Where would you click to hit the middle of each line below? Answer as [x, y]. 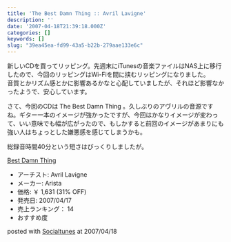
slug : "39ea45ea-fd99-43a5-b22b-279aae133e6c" [75, 45]
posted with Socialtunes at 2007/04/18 [62, 231]
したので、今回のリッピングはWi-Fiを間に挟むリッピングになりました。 [108, 74]
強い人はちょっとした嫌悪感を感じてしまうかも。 [77, 132]
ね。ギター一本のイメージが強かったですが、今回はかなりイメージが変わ [110, 115]
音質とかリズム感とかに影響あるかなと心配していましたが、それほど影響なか [116, 83]
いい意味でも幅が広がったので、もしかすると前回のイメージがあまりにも [121, 123]
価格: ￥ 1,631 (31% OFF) [52, 192]
